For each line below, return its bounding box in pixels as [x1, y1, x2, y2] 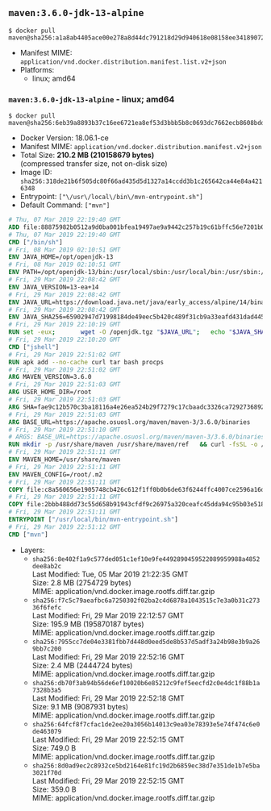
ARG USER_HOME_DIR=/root [8, 388, 92, 397]
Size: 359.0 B [31, 784, 77, 794]
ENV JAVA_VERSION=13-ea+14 [8, 283, 99, 291]
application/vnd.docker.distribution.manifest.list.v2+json [19, 57, 227, 66]
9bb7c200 [31, 645, 62, 653]
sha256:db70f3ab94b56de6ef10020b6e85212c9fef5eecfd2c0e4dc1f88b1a [31, 679, 261, 687]
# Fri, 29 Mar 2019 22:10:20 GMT [8, 335, 121, 344]
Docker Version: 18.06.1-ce [19, 133, 109, 143]
